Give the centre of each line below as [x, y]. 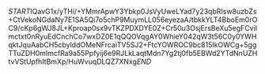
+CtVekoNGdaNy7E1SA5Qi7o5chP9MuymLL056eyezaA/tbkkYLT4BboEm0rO [133, 20]
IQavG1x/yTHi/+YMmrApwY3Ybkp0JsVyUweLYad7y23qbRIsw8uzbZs [144, 11]
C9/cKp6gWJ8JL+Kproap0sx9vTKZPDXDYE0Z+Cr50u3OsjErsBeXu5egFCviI [133, 28]
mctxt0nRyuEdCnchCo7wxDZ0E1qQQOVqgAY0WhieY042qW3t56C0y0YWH [132, 36]
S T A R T [19, 11]
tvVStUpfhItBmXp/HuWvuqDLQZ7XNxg [72, 61]
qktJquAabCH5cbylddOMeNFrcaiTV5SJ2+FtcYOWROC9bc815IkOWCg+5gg [132, 45]
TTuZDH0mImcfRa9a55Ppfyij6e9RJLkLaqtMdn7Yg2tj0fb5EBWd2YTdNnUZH [133, 53]
